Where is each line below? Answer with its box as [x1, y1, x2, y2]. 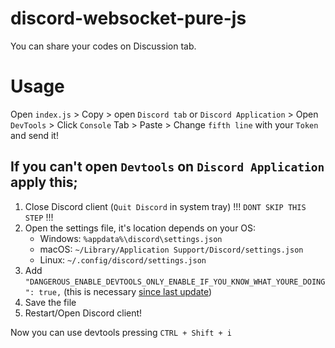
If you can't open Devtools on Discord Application [10, 158, 325, 176]
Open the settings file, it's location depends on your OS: [24, 222, 257, 234]
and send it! [10, 129, 59, 141]
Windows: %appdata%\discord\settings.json [39, 232, 223, 244]
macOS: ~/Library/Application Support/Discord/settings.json [39, 243, 304, 255]
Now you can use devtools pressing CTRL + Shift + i [10, 326, 233, 338]
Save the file [24, 296, 77, 308]
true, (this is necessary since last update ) [38, 285, 213, 297]
